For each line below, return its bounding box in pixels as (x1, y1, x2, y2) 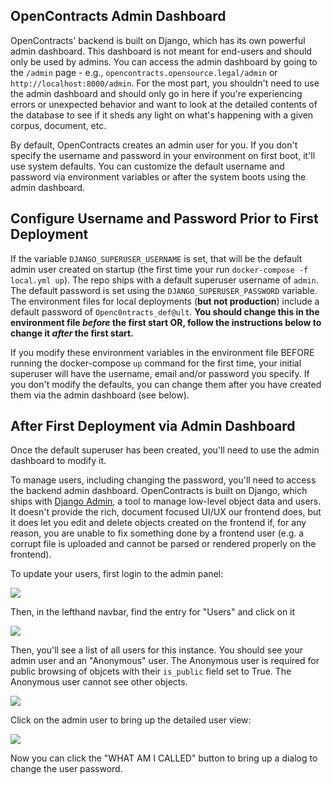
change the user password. (10, 763, 123, 775)
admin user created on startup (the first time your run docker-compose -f (10, 263, 309, 275)
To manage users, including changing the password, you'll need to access (10, 474, 317, 486)
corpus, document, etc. (10, 119, 107, 131)
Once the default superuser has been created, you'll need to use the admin (10, 444, 320, 456)
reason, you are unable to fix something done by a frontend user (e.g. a (10, 527, 305, 539)
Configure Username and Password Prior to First (10, 210, 319, 228)
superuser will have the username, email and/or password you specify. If (10, 367, 310, 379)
